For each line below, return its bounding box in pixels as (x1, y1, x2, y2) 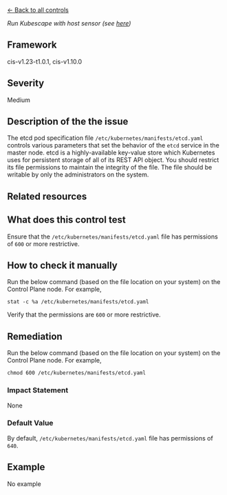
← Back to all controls (7, 6, 69, 14)
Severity (7, 77, 45, 89)
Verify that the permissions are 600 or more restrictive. (7, 310, 161, 319)
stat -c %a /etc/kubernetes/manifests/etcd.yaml (7, 299, 149, 305)
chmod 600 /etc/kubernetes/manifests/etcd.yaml (7, 370, 147, 376)
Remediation (7, 330, 63, 342)
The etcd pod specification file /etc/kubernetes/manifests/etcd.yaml (7, 134, 204, 142)
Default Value (7, 418, 54, 428)
